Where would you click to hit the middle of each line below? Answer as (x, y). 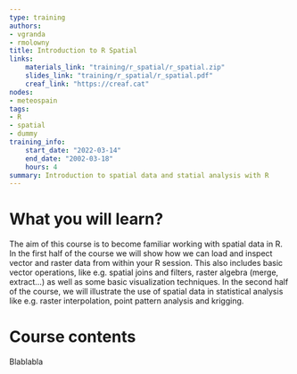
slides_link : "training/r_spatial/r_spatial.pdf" (120, 76)
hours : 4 (41, 167)
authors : (25, 26)
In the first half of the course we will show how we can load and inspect (141, 253)
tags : (19, 109)
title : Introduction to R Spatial (74, 51)
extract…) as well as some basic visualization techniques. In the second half (149, 282)
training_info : (37, 142)
